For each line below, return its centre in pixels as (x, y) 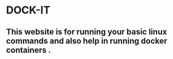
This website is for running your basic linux (86, 32)
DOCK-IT (28, 10)
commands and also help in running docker (87, 41)
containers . (28, 50)
